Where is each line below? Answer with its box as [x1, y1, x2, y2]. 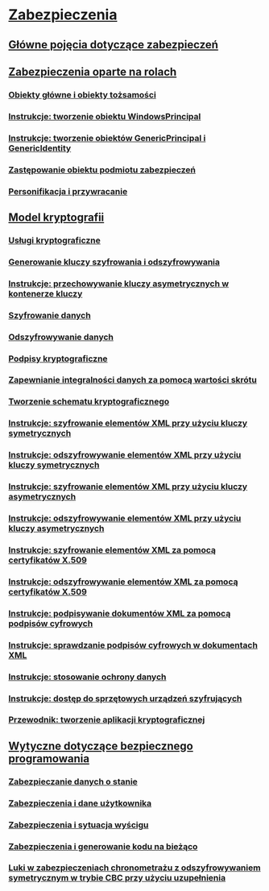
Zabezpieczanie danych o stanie [8, 776, 139, 787]
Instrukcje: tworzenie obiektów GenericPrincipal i [8, 132, 206, 143]
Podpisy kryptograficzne [8, 353, 108, 364]
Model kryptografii [8, 210, 105, 224]
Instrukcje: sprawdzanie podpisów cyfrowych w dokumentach [8, 639, 258, 650]
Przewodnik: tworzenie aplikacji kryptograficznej [8, 715, 205, 726]
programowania [8, 752, 90, 765]
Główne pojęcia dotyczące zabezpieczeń [8, 38, 219, 52]
